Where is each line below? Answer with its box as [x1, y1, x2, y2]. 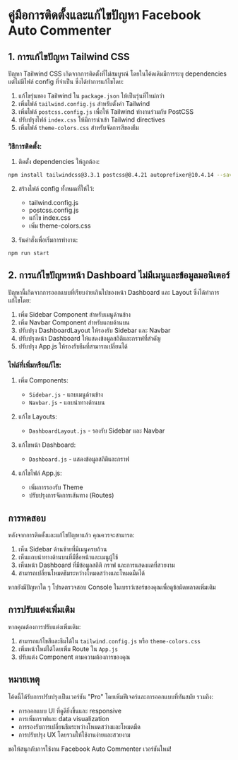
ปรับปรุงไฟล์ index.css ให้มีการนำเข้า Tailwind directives [18, 115, 165, 124]
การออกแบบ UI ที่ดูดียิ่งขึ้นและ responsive [18, 706, 122, 715]
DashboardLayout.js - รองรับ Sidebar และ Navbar [28, 426, 165, 435]
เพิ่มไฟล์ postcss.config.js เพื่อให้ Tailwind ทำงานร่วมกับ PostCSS [18, 107, 194, 116]
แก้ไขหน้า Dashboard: [18, 440, 76, 449]
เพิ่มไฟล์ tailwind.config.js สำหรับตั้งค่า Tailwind [18, 100, 150, 107]
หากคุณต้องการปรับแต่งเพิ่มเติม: [8, 622, 81, 631]
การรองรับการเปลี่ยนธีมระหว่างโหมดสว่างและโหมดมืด [18, 722, 141, 731]
